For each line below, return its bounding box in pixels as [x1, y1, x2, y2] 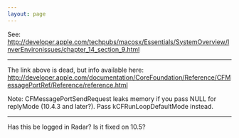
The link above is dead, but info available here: [7, 65, 144, 74]
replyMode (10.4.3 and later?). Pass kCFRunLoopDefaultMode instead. [7, 102, 214, 110]
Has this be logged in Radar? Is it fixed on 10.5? [7, 122, 146, 131]
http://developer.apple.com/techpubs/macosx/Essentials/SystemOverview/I [7, 37, 230, 46]
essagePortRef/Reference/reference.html [7, 80, 128, 89]
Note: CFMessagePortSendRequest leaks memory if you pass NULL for [7, 94, 217, 103]
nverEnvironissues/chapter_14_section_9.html [7, 45, 140, 53]
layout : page [7, 10, 46, 18]
